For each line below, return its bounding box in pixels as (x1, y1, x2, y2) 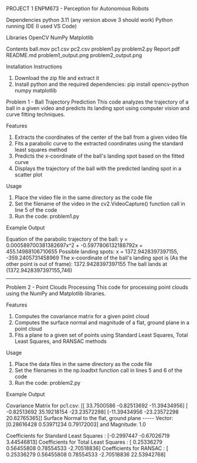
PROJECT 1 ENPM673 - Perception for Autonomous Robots (6, 5, 150, 12)
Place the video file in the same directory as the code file (14, 194, 152, 201)
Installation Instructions (6, 63, 63, 70)
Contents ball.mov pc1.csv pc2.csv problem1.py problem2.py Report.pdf (6, 45, 180, 52)
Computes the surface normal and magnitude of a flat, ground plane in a (14, 319, 189, 326)
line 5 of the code (14, 206, 57, 214)
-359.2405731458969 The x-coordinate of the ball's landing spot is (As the (6, 254, 188, 261)
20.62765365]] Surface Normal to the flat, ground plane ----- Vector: (6, 415, 174, 421)
